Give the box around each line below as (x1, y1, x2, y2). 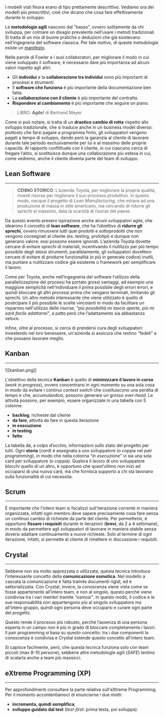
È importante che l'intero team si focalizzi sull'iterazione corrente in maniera (5, 505, 158, 511)
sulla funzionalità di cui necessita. (5, 473, 73, 479)
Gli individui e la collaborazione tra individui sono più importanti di (12, 74, 148, 80)
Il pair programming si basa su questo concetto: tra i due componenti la (5, 630, 149, 636)
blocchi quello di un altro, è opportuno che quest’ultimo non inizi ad (5, 463, 141, 469)
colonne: (5, 402, 23, 408)
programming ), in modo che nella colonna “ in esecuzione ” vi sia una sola (5, 453, 152, 459)
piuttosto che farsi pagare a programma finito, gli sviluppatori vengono (5, 130, 147, 135)
